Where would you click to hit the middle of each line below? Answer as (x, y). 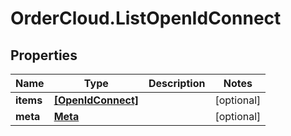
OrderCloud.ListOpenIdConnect (146, 18)
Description (177, 83)
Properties (44, 55)
